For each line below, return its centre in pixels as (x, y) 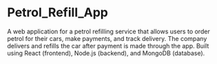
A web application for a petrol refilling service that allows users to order (108, 31)
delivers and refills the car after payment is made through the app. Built (108, 46)
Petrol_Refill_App (58, 13)
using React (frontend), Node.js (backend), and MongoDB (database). (106, 53)
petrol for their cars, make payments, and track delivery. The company (107, 38)
